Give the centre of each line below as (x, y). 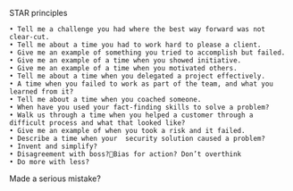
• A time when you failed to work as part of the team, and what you (142, 84)
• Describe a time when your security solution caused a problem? (138, 138)
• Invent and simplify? (54, 146)
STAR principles (38, 13)
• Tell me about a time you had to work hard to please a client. (135, 45)
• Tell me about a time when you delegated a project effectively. (138, 76)
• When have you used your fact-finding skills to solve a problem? (139, 107)
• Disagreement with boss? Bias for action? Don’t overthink (126, 154)
